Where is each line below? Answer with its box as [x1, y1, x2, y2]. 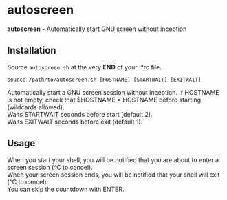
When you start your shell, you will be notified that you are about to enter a [7, 155, 219, 164]
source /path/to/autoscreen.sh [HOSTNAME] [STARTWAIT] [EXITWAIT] [7, 76, 202, 83]
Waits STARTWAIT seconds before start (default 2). [7, 110, 153, 118]
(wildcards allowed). [7, 102, 65, 111]
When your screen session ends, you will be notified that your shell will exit [7, 170, 220, 179]
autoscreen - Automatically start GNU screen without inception [7, 25, 187, 33]
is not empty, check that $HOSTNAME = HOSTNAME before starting [7, 96, 202, 104]
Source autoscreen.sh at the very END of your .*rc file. [7, 63, 162, 71]
